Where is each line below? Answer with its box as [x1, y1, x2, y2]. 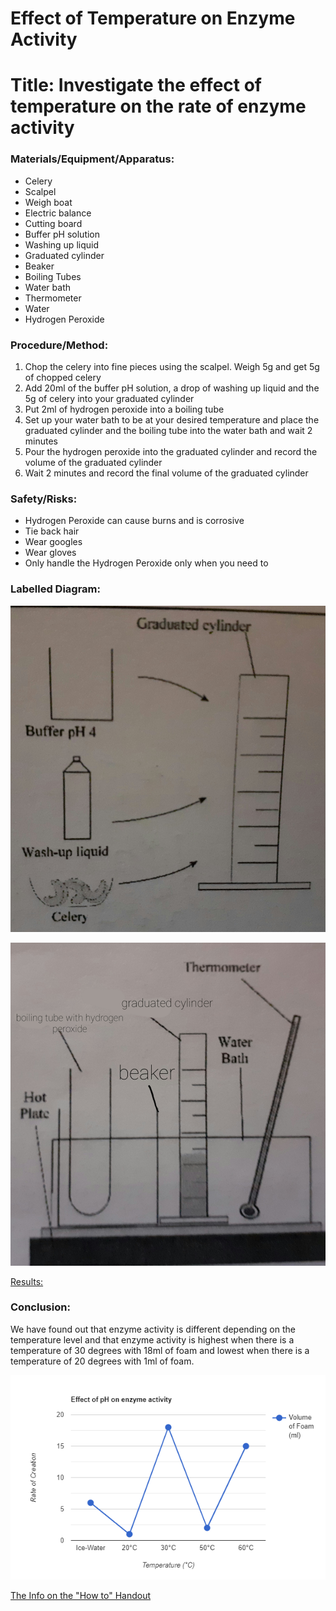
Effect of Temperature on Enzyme [10, 7, 296, 30]
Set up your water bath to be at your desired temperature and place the [24, 413, 320, 426]
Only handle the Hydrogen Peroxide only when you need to [24, 557, 269, 569]
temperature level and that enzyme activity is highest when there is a [10, 1333, 295, 1346]
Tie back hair [24, 525, 80, 537]
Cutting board [24, 217, 83, 229]
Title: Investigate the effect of [10, 74, 263, 97]
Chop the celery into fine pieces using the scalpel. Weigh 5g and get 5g [24, 360, 320, 372]
